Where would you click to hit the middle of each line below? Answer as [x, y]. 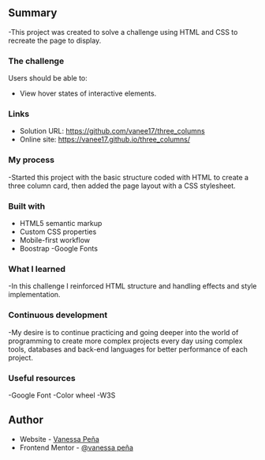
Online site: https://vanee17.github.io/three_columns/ [105, 140]
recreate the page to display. [55, 40]
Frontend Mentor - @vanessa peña [77, 447]
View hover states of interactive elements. [88, 93]
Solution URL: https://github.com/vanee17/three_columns [112, 131]
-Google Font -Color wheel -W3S [62, 395]
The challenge [36, 61]
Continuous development [58, 315]
